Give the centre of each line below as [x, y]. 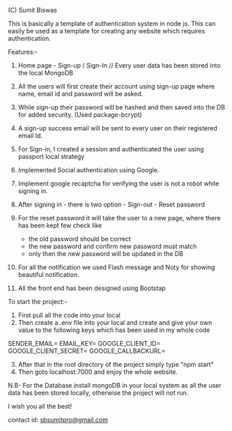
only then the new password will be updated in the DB [106, 254]
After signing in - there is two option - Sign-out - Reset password [111, 204]
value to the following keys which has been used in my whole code [114, 330]
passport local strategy [51, 157]
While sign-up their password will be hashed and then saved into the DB [122, 107]
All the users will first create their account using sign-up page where [116, 86]
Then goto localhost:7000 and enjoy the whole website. [98, 372]
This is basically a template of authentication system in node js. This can [112, 23]
